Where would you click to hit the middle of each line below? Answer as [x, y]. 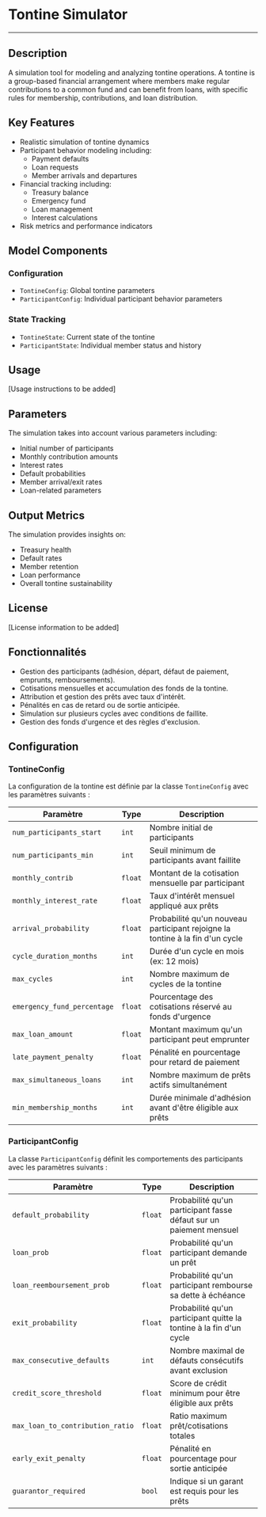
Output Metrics [47, 515]
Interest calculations [65, 217]
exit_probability [45, 1323]
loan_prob [30, 1252]
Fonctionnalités [47, 652]
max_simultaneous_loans [57, 1080]
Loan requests [55, 167]
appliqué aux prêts [184, 906]
